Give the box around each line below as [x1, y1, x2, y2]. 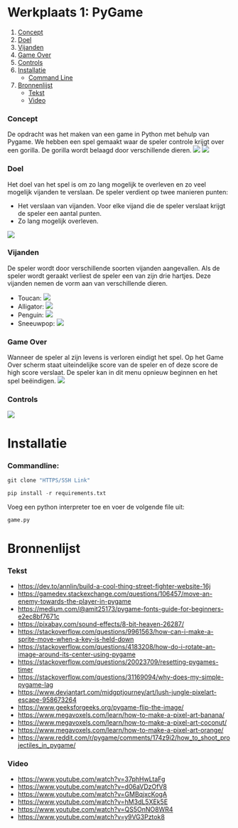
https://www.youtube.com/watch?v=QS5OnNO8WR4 [17, 805, 173, 814]
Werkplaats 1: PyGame [7, 4, 144, 21]
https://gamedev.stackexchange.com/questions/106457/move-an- [17, 589, 213, 599]
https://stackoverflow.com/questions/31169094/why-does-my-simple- [17, 673, 224, 681]
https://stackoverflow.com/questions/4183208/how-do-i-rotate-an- [17, 643, 216, 651]
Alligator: [17, 302, 45, 311]
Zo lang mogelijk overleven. [17, 217, 99, 225]
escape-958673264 [17, 695, 77, 704]
